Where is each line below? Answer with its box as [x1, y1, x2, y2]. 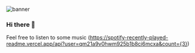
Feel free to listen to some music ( [6, 34, 90, 41]
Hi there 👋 [6, 20, 36, 29]
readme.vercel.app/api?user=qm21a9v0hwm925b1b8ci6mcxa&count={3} [6, 40, 188, 48]
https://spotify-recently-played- [89, 34, 169, 41]
